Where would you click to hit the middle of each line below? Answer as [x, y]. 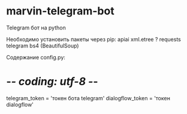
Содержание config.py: [36, 57]
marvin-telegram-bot [61, 11]
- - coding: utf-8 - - [52, 82]
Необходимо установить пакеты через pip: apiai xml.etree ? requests [93, 39]
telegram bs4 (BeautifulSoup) [43, 46]
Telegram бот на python [36, 28]
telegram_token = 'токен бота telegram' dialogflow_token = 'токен [88, 98]
